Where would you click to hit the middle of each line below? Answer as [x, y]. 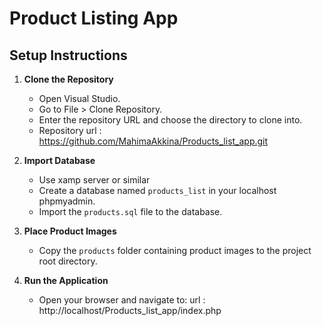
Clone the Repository [68, 79]
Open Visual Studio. [79, 98]
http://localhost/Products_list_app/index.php [130, 310]
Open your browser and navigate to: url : [122, 300]
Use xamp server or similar [94, 180]
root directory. [68, 261]
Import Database [59, 160]
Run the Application [66, 280]
